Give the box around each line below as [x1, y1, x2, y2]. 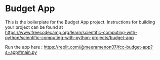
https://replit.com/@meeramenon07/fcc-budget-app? [43, 44, 153, 50]
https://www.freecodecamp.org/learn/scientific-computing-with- [5, 29, 137, 35]
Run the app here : [5, 44, 43, 50]
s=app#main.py [5, 49, 37, 55]
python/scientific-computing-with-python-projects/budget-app [5, 35, 134, 40]
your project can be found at [5, 24, 63, 30]
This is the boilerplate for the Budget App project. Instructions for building [5, 19, 156, 25]
